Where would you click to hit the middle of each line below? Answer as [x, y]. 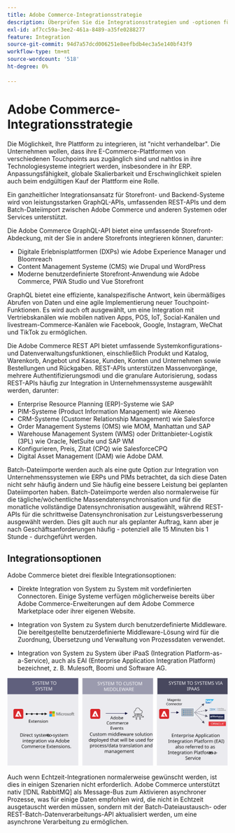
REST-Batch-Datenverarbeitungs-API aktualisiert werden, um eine [102, 814]
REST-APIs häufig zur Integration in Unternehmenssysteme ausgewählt [110, 383]
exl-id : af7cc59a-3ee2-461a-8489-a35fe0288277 [76, 29]
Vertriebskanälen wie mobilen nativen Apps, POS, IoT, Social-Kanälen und [114, 317]
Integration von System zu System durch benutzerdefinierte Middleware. [122, 625]
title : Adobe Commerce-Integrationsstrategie [74, 15]
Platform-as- [204, 653]
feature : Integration [39, 37]
